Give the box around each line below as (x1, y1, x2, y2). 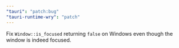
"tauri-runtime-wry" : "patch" (6, 14, 81, 20)
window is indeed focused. (6, 36, 72, 43)
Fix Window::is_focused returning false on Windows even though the (6, 30, 173, 37)
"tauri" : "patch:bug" (6, 8, 59, 15)
